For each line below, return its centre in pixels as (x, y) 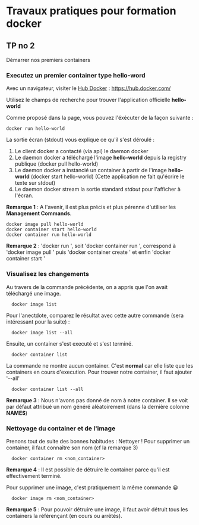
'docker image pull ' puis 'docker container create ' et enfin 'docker (89, 252)
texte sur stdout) (35, 183)
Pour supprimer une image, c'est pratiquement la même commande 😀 (92, 487)
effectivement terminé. (34, 476)
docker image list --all (42, 333)
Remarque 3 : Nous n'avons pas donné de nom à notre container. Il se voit (97, 400)
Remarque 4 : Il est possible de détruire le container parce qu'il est (88, 470)
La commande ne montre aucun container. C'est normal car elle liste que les (100, 365)
